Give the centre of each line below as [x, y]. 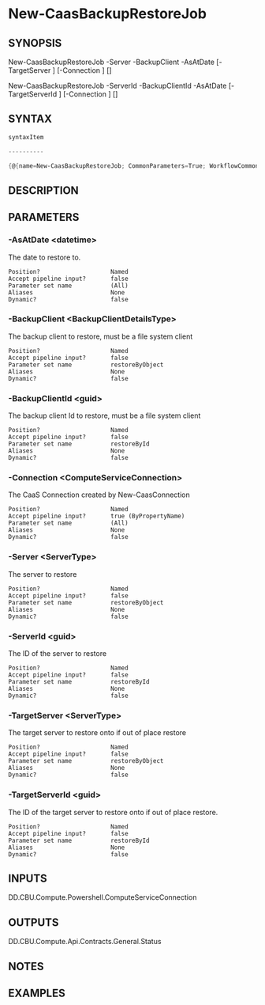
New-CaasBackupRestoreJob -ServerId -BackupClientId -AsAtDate [118, 85]
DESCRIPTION [43, 190]
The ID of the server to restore [58, 653]
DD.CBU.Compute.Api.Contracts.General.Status [85, 942]
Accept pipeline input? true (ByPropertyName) [97, 516]
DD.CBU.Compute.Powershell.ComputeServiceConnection [103, 897]
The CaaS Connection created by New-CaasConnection [99, 495]
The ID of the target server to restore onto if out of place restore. [113, 812]
